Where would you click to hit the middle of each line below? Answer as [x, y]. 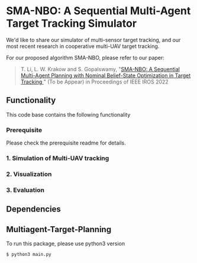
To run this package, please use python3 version [66, 243]
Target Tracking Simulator [72, 23]
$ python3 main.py [29, 255]
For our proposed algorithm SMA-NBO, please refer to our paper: [85, 57]
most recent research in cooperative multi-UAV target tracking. [83, 46]
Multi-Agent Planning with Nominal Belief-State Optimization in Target [106, 75]
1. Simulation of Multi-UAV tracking [58, 158]
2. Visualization [29, 174]
